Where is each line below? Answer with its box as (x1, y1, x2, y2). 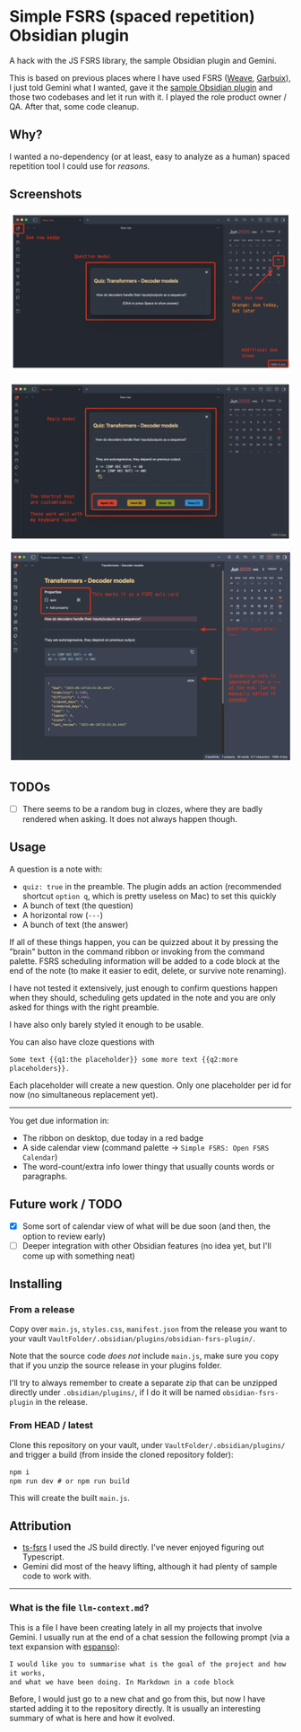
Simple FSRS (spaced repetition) (9, 6, 255, 27)
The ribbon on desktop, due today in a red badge (21, 1132, 204, 1143)
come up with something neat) (21, 1250, 136, 1261)
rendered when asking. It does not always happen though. (21, 813, 237, 824)
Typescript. (21, 1551, 64, 1562)
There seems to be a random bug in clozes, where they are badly (21, 803, 263, 814)
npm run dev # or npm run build (9, 1476, 130, 1486)
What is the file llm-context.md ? (9, 1602, 150, 1614)
